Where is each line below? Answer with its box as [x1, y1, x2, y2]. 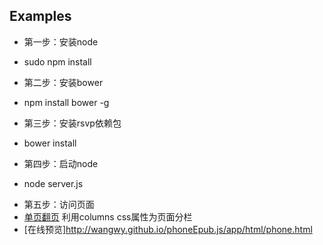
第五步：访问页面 [23, 198, 95, 210]
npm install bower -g [23, 96, 110, 108]
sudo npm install [23, 55, 92, 68]
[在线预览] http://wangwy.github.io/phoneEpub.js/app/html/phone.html [23, 223, 313, 235]
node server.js [23, 177, 84, 189]
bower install [23, 137, 77, 149]
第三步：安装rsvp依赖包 [23, 117, 122, 129]
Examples [9, 8, 72, 25]
